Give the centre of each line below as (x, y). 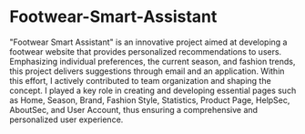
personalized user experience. (66, 119)
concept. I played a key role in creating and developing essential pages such (153, 90)
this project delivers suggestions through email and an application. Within (147, 71)
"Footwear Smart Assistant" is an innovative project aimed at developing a (148, 42)
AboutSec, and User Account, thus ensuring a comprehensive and (133, 109)
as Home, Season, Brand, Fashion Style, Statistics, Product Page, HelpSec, (150, 100)
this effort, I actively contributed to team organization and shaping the (140, 80)
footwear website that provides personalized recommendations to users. (146, 51)
